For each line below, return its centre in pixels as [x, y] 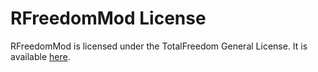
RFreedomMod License [108, 18]
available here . [40, 56]
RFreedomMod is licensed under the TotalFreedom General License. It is [159, 46]
